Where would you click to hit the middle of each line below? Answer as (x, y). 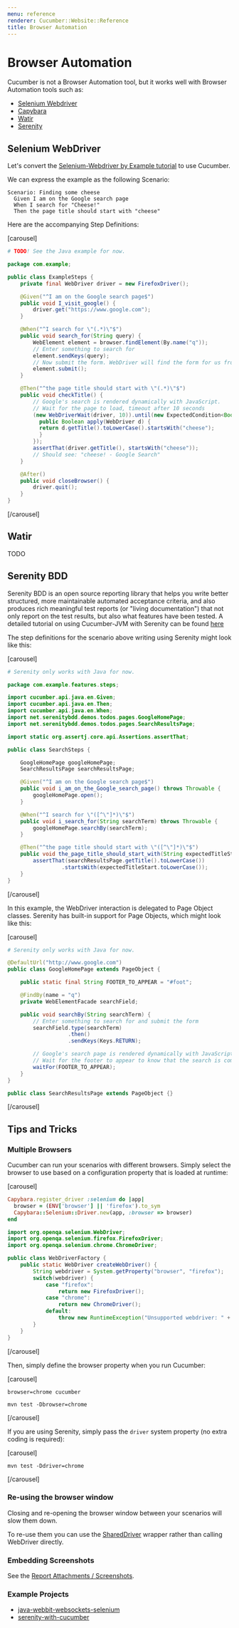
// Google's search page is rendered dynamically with (116, 1054)
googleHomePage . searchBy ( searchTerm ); (90, 828)
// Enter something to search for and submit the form (116, 1021)
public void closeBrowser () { (65, 481)
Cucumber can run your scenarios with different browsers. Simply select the (119, 1165)
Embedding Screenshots (51, 1560)
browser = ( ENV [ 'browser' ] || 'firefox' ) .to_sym (87, 1206)
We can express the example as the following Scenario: (89, 179)
